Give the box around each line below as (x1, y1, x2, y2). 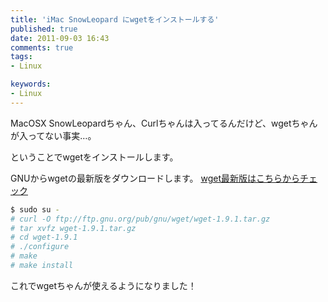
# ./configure (10, 242, 70, 252)
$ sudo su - (10, 204, 60, 215)
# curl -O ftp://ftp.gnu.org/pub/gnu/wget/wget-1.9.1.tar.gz (10, 214, 271, 224)
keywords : (10, 79, 52, 90)
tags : (10, 52, 33, 62)
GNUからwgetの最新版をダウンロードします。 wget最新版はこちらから (10, 172, 301, 184)
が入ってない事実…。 (10, 129, 97, 141)
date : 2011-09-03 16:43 (10, 33, 110, 43)
